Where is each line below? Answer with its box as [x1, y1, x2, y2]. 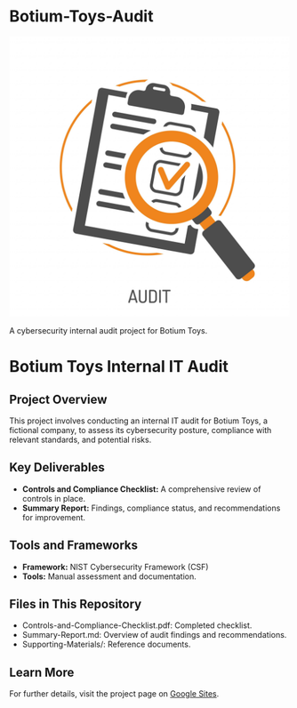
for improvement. [21, 511, 86, 522]
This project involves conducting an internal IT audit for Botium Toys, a [9, 415, 269, 426]
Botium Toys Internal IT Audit [9, 357, 229, 377]
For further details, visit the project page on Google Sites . [9, 688, 220, 699]
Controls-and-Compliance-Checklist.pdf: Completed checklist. [21, 620, 253, 631]
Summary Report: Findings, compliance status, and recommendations [21, 503, 281, 513]
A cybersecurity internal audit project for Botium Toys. [9, 325, 208, 335]
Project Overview [9, 391, 108, 406]
